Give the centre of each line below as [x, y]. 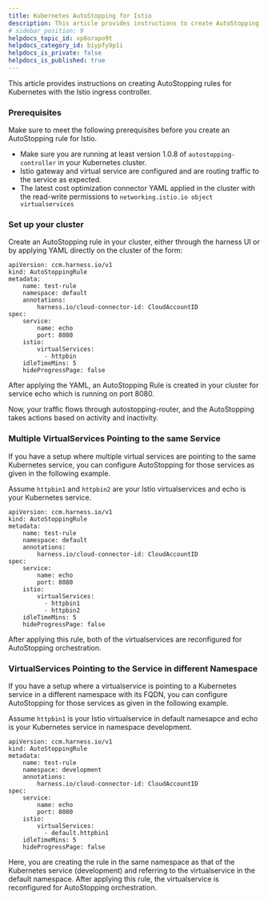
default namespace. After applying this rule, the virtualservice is [114, 879]
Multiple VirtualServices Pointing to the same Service [115, 439]
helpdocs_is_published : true [57, 61]
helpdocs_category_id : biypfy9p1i [66, 46]
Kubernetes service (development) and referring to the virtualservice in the [132, 870]
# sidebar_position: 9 [46, 30]
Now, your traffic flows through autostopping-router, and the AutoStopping [131, 409]
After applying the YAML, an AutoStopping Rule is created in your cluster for [134, 385]
